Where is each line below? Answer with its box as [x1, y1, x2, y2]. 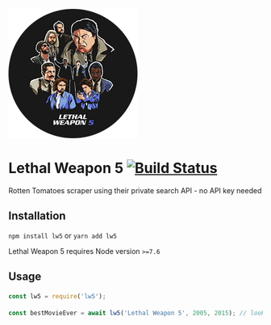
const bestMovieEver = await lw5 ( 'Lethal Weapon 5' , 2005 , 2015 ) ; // [8, 309, 248, 318]
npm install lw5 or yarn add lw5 [8, 230, 117, 240]
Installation [8, 209, 66, 223]
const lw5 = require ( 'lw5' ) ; [8, 292, 106, 300]
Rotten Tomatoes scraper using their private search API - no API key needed [8, 185, 262, 195]
